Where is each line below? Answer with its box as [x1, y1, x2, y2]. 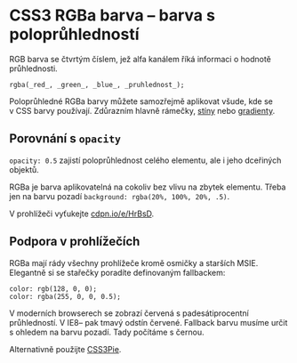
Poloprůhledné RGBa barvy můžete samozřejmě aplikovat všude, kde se [9, 95, 273, 107]
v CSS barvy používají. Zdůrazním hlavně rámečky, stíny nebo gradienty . [9, 105, 276, 116]
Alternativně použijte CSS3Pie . [9, 343, 122, 354]
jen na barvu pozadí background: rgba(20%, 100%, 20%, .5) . [9, 190, 229, 201]
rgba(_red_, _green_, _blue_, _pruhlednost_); [9, 80, 185, 89]
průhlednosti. [9, 63, 58, 74]
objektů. [9, 164, 40, 174]
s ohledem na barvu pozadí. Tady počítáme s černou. [9, 327, 205, 337]
